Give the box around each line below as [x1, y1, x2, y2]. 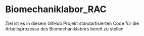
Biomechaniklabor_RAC [5, 4, 107, 15]
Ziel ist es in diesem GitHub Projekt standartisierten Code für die [5, 20, 139, 26]
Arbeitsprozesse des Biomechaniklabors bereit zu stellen [5, 25, 124, 31]
